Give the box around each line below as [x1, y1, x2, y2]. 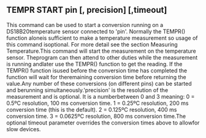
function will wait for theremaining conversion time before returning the [6, 73, 186, 80]
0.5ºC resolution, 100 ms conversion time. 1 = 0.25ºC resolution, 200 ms [6, 99, 189, 107]
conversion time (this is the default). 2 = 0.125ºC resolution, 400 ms [6, 105, 177, 113]
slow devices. [6, 125, 41, 132]
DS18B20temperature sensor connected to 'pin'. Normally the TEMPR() [6, 28, 186, 35]
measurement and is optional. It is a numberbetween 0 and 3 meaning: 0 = [6, 93, 195, 100]
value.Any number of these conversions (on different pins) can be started [6, 80, 192, 87]
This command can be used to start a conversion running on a [6, 21, 164, 28]
